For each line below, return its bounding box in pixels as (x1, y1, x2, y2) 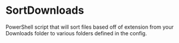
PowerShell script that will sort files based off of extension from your (5, 23, 174, 30)
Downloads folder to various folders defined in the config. (5, 29, 147, 36)
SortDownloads (5, 4, 84, 17)
